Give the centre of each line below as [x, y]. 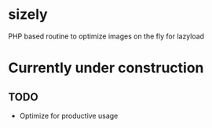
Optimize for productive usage [69, 115]
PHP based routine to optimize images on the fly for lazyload [106, 36]
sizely [28, 15]
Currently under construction [106, 68]
